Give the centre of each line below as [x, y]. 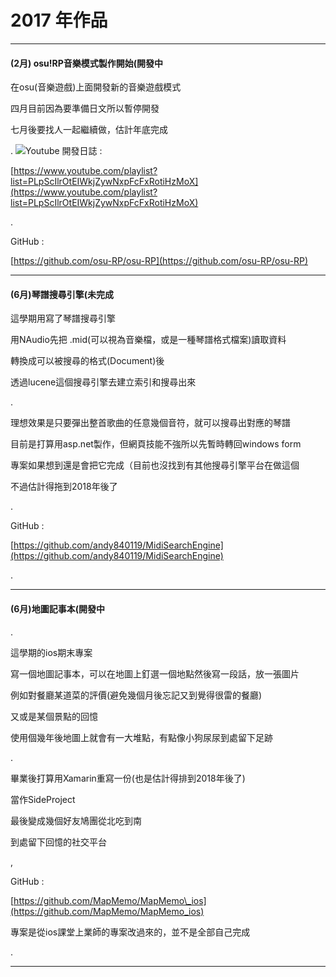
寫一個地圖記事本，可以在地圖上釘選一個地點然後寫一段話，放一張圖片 [155, 673]
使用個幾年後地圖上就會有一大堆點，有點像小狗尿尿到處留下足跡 [141, 737]
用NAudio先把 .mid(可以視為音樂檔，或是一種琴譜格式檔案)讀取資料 [148, 340]
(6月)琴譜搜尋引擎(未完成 [62, 294]
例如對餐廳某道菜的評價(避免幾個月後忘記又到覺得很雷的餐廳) [136, 695]
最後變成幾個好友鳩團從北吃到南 [76, 820]
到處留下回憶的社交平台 [58, 842]
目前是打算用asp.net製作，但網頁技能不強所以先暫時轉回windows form [156, 444]
